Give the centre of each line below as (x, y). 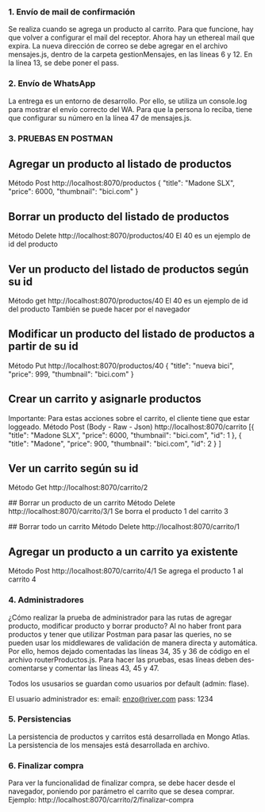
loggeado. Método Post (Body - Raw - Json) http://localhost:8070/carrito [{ (131, 427)
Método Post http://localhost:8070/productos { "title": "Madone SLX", (122, 183)
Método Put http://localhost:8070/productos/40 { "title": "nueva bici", (121, 365)
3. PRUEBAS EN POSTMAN (61, 138)
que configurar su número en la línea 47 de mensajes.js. (100, 118)
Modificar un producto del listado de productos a (132, 334)
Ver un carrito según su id (73, 468)
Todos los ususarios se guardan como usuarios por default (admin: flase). (129, 683)
